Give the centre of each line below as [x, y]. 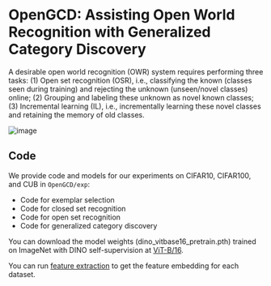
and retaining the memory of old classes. [76, 114]
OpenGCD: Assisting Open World [122, 15]
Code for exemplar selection [67, 199]
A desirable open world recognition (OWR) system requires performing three [136, 71]
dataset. [22, 274]
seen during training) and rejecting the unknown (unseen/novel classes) [128, 89]
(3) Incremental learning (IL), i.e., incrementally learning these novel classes [135, 106]
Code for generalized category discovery [89, 225]
